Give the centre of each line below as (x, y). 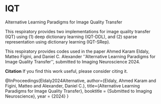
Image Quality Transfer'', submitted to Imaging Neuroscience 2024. (73, 62)
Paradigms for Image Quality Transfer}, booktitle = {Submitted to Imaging (79, 91)
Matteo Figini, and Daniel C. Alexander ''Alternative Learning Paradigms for (80, 56)
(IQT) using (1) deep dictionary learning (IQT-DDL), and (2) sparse (71, 37)
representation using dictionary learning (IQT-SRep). (58, 42)
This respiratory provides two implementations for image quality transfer (78, 31)
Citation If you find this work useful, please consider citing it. (67, 71)
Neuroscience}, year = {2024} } (37, 96)
